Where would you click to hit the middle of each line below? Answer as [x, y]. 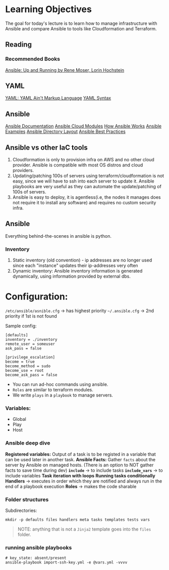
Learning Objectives [48, 9]
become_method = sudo [28, 366]
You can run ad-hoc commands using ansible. [60, 384]
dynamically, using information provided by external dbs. [72, 276]
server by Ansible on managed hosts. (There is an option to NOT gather [79, 465]
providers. [23, 170]
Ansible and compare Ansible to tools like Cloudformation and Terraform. [81, 28]
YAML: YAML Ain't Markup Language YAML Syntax [58, 98]
